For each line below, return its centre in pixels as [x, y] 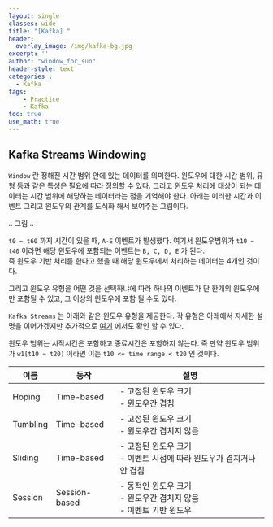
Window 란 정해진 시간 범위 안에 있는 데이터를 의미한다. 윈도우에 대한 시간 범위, [132, 175]
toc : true [25, 115]
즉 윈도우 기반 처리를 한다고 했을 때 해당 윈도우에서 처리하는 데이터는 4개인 [127, 260]
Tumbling [30, 424]
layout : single [34, 16]
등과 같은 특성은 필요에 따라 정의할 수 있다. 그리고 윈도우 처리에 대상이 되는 [135, 185]
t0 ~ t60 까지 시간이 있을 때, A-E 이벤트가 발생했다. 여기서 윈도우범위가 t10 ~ [132, 240]
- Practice [41, 99]
